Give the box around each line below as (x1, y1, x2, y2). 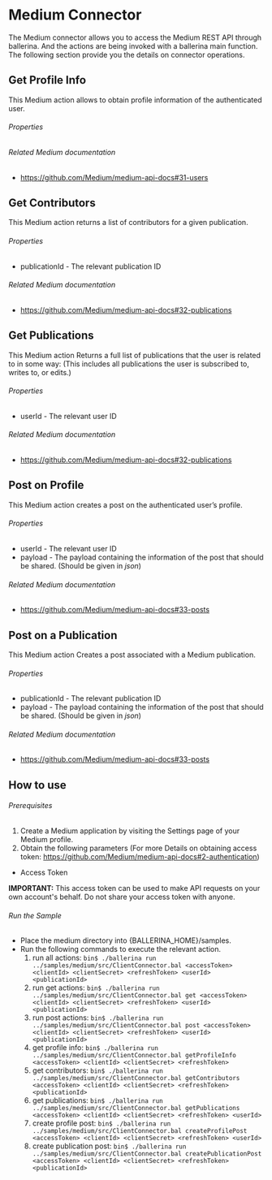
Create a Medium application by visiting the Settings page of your (19, 826, 240, 836)
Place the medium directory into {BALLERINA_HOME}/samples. (19, 936, 231, 945)
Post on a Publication (8, 628, 118, 642)
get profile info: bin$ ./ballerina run (32, 1043, 158, 1052)
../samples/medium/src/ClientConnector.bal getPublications (32, 1104, 240, 1113)
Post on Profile (8, 478, 84, 492)
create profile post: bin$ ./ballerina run (32, 1118, 171, 1128)
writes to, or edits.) (8, 367, 71, 377)
